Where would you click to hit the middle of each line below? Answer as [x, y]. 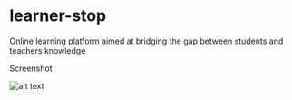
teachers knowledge [48, 50]
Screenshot [31, 68]
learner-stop [58, 16]
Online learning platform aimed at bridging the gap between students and [146, 41]
